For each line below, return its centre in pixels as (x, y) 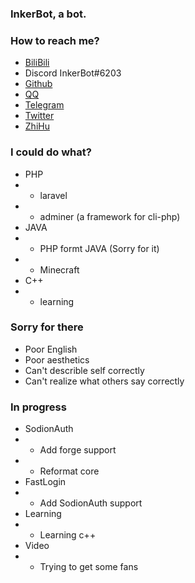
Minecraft (59, 269)
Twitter (39, 116)
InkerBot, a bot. (48, 14)
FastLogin (45, 482)
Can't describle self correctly (84, 370)
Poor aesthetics (57, 359)
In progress (38, 407)
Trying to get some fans (89, 567)
